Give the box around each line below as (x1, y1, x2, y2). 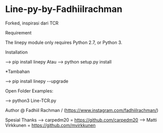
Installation (5, 49, 28, 55)
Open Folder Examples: (5, 87, 54, 93)
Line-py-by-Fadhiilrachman (5, 3, 123, 15)
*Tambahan (5, 68, 30, 74)
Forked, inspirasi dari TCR (5, 20, 59, 26)
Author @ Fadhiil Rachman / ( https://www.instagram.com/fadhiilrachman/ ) (5, 107, 159, 113)
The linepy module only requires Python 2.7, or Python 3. (5, 39, 123, 45)
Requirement (5, 29, 32, 35)
